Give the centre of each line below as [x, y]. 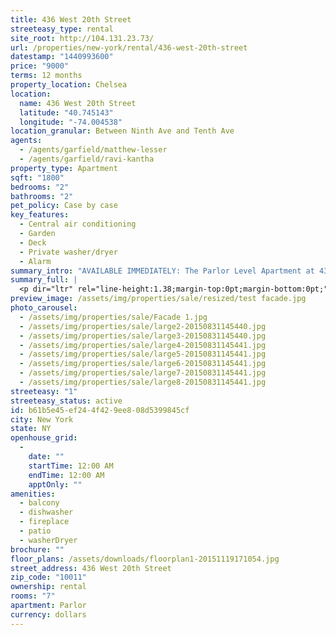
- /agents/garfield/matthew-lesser [93, 150]
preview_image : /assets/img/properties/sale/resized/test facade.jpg [158, 299]
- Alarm [35, 261]
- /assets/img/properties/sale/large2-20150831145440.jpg [143, 326]
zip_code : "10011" [48, 577]
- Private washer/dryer [68, 252]
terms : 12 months [46, 76]
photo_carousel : [44, 308]
